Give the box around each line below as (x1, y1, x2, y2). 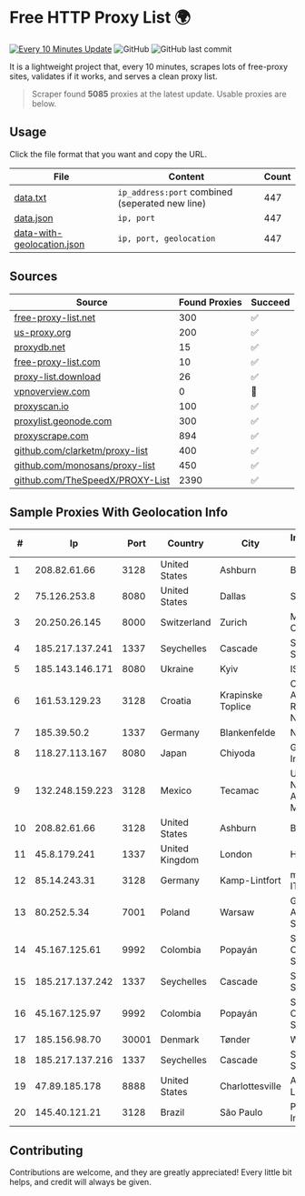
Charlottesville (219, 1080, 281, 1092)
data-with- (14, 226, 64, 239)
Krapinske (219, 688, 263, 701)
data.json (14, 211, 54, 224)
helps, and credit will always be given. (9, 1177, 152, 1188)
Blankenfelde (219, 727, 276, 739)
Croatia (160, 695, 192, 708)
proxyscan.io (14, 399, 70, 412)
